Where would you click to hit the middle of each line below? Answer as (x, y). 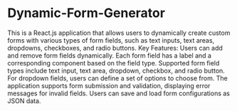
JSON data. (24, 100)
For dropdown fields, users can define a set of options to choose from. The (117, 78)
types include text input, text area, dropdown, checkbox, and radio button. (116, 70)
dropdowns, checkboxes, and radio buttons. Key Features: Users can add (115, 48)
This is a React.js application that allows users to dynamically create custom (119, 33)
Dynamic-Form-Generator (86, 13)
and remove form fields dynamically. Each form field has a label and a (110, 55)
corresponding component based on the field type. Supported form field (114, 63)
